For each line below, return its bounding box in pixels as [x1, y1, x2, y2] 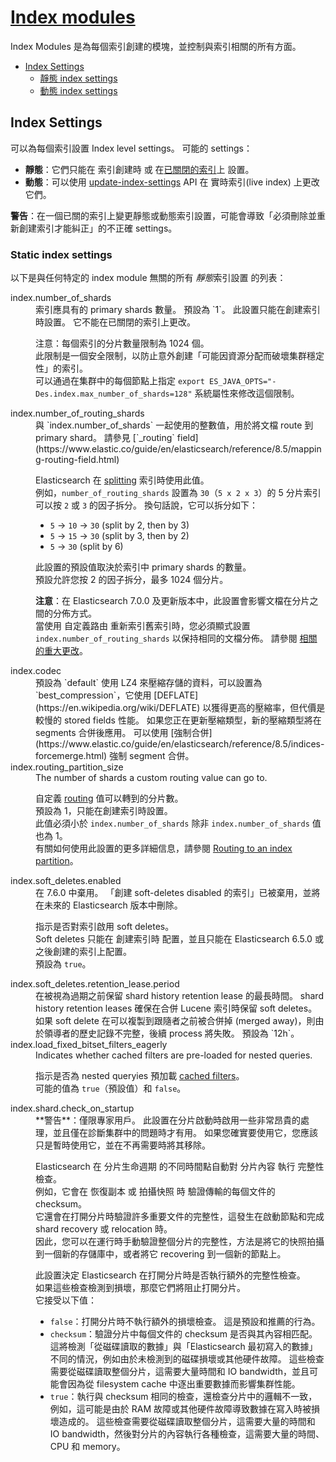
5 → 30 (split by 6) [49, 541, 124, 553]
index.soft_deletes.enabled [10, 875, 122, 887]
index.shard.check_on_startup [10, 1102, 135, 1115]
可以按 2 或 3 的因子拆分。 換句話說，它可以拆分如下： [35, 499, 259, 511]
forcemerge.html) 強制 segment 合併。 [35, 750, 195, 762]
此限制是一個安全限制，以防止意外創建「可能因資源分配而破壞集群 [35, 350, 307, 362]
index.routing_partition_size [10, 761, 124, 773]
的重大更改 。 [35, 645, 88, 657]
